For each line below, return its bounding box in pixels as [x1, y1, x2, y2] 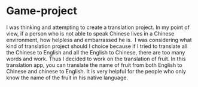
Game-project [6, 4, 78, 18]
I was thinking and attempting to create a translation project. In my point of [6, 24, 190, 31]
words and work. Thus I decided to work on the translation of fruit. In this [6, 55, 186, 62]
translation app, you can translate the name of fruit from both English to [6, 61, 182, 69]
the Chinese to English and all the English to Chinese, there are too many [6, 49, 185, 56]
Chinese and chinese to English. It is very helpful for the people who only [6, 67, 187, 75]
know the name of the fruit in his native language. [6, 74, 129, 81]
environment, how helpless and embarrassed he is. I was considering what [6, 36, 192, 43]
